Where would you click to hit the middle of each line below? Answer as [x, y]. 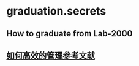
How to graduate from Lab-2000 [69, 34]
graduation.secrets [56, 11]
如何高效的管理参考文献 [51, 55]
